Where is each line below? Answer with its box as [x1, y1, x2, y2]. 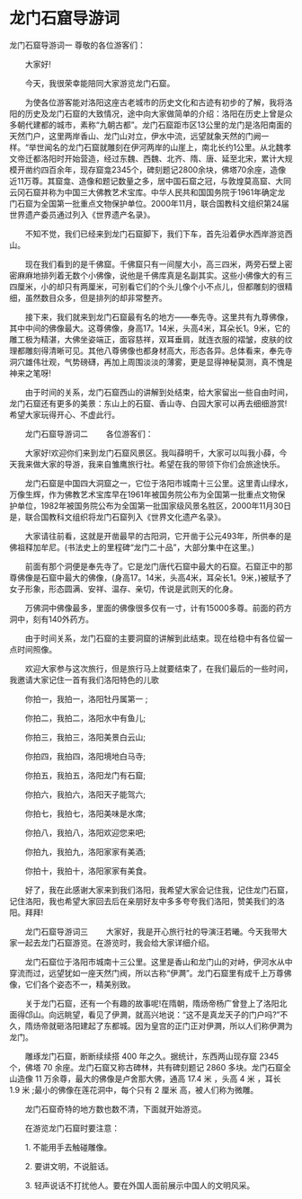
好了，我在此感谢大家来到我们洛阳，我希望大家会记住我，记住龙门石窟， [24, 884, 293, 895]
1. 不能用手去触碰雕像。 [24, 1141, 112, 1152]
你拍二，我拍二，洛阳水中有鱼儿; [24, 712, 147, 724]
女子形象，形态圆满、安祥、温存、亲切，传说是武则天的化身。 [9, 583, 238, 594]
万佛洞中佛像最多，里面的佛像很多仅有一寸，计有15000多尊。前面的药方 [24, 602, 292, 613]
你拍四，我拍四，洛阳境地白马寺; [24, 750, 147, 761]
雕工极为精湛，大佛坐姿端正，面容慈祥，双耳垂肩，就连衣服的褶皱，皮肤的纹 [9, 333, 293, 344]
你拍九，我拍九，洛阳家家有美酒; [24, 846, 147, 857]
